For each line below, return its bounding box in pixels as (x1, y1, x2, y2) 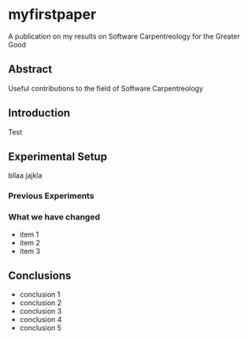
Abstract (8, 63, 53, 76)
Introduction (8, 106, 71, 120)
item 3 (19, 246, 41, 256)
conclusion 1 (19, 289, 61, 300)
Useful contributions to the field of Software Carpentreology (8, 83, 203, 93)
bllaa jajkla (8, 171, 43, 180)
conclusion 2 (19, 298, 62, 308)
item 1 (19, 230, 39, 239)
